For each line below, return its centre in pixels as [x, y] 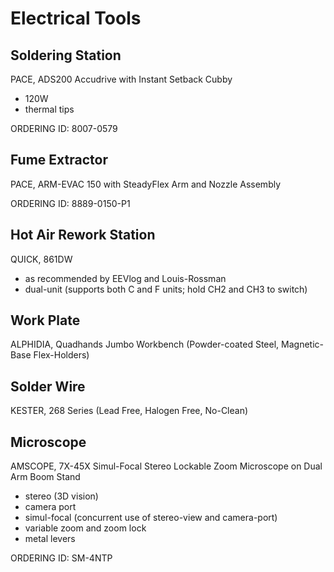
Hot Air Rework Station [83, 235]
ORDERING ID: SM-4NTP [61, 558]
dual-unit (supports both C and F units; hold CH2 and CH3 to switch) [166, 289]
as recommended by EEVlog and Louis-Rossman [125, 278]
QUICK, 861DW [41, 259]
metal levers [50, 539]
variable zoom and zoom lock [85, 528]
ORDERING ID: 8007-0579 [64, 128]
